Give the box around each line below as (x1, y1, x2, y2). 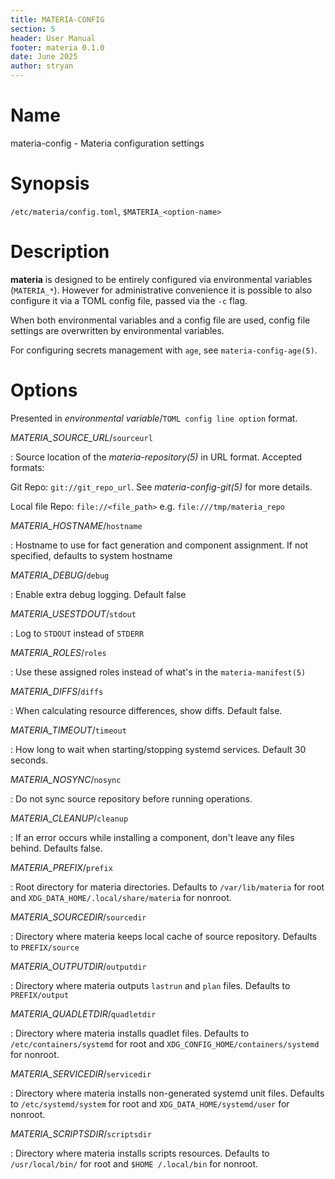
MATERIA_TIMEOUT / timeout (10, 724, 127, 736)
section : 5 (10, 24, 56, 34)
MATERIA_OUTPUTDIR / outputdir (10, 960, 147, 972)
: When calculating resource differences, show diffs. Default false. (10, 704, 283, 716)
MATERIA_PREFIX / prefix (10, 861, 113, 873)
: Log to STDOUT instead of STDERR (10, 627, 145, 639)
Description (10, 241, 110, 263)
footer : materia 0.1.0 (10, 42, 105, 53)
